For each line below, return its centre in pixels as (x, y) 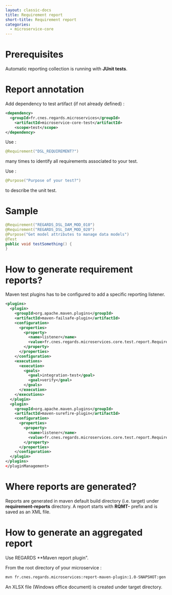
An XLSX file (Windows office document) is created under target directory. (84, 587)
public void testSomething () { (39, 244)
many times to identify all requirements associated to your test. (72, 161)
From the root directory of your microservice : (53, 567)
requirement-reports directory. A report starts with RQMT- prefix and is (81, 506)
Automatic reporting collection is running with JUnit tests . (67, 69)
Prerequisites (35, 55)
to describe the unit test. (31, 190)
